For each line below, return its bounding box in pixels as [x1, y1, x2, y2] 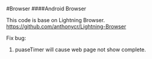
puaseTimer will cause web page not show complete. [14, 46, 147, 53]
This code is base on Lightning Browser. [6, 17, 105, 23]
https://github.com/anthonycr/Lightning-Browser [6, 23, 127, 30]
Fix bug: [6, 35, 26, 41]
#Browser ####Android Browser [6, 5, 87, 12]
